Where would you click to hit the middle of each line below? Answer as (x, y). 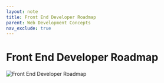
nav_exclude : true (29, 28)
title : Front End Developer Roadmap (51, 17)
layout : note (22, 12)
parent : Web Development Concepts (49, 23)
